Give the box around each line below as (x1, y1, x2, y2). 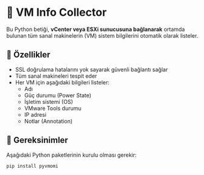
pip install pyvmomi (6, 163, 59, 169)
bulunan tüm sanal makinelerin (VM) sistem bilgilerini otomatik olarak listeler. (6, 32, 199, 39)
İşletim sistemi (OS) (24, 98, 73, 105)
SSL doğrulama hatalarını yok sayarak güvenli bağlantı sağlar (15, 66, 168, 73)
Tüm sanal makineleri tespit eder (15, 72, 97, 80)
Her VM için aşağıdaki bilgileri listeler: (15, 78, 110, 86)
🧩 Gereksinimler (6, 135, 68, 145)
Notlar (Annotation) (24, 117, 73, 125)
